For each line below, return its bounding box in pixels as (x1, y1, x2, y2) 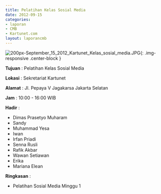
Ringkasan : (5, 173, 31, 179)
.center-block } (30, 55, 61, 61)
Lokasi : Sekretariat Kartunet (5, 75, 66, 81)
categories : (5, 17, 31, 22)
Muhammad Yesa (12, 125, 50, 131)
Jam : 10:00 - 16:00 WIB (5, 95, 56, 101)
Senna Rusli (12, 141, 38, 148)
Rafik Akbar (12, 147, 37, 153)
